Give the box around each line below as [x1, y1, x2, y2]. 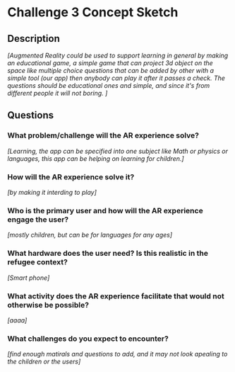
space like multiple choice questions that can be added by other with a [7, 67, 214, 74]
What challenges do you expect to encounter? [7, 334, 169, 344]
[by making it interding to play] [7, 188, 97, 196]
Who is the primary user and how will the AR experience [7, 205, 203, 215]
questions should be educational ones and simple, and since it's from [7, 81, 210, 89]
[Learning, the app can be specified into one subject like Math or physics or [7, 147, 228, 155]
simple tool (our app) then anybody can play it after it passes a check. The [7, 74, 226, 82]
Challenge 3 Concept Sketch [7, 4, 179, 21]
